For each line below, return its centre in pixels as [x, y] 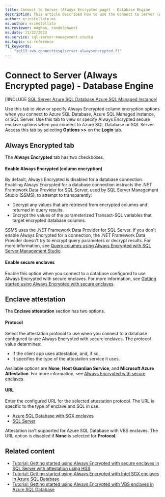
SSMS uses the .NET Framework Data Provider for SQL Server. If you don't [81, 230]
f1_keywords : [18, 46]
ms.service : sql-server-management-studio [49, 37]
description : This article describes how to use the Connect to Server [80, 14]
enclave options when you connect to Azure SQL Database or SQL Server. [80, 125]
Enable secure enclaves [30, 262]
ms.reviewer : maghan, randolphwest [41, 28]
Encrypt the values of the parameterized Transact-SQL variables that [82, 215]
